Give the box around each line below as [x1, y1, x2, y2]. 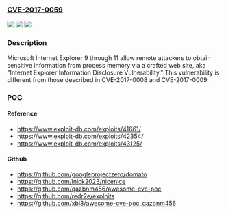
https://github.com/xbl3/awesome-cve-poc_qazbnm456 [16, 199, 177, 207]
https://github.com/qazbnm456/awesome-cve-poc [16, 185, 162, 193]
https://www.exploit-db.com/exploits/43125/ [16, 139, 142, 148]
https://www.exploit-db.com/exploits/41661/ [16, 124, 142, 133]
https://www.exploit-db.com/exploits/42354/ [16, 132, 144, 140]
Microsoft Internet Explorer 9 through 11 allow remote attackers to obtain [7, 53, 211, 62]
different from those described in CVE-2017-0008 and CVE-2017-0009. [7, 75, 209, 83]
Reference [7, 109, 38, 118]
